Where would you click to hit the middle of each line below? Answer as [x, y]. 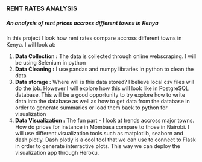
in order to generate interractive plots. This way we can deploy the [98, 146]
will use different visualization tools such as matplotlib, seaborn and [99, 133]
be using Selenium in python [50, 62]
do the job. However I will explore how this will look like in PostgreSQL [102, 88]
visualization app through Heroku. [57, 152]
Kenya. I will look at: [31, 44]
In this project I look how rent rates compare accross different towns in [94, 38]
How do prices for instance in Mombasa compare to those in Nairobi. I [102, 127]
